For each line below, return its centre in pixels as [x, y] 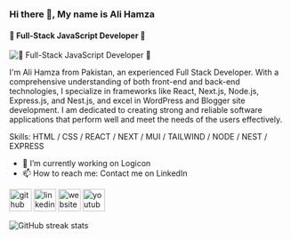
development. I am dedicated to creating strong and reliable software [136, 110]
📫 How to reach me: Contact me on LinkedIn [105, 173]
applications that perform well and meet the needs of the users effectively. [146, 120]
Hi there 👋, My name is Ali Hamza [82, 14]
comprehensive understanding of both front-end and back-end [125, 82]
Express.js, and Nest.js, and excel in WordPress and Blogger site [127, 100]
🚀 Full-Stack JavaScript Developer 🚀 [77, 36]
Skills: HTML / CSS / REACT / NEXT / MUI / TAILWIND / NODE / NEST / [138, 137]
